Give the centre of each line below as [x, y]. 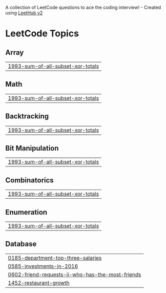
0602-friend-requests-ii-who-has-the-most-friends [75, 275]
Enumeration [26, 212]
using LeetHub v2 [24, 13]
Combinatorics [29, 180]
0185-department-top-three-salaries [55, 258]
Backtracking [27, 117]
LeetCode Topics [42, 34]
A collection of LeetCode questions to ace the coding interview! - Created [83, 7]
